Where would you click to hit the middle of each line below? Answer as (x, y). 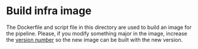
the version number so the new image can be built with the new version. (95, 40)
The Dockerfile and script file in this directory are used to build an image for (99, 27)
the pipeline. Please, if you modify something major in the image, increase (97, 33)
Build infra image (49, 11)
